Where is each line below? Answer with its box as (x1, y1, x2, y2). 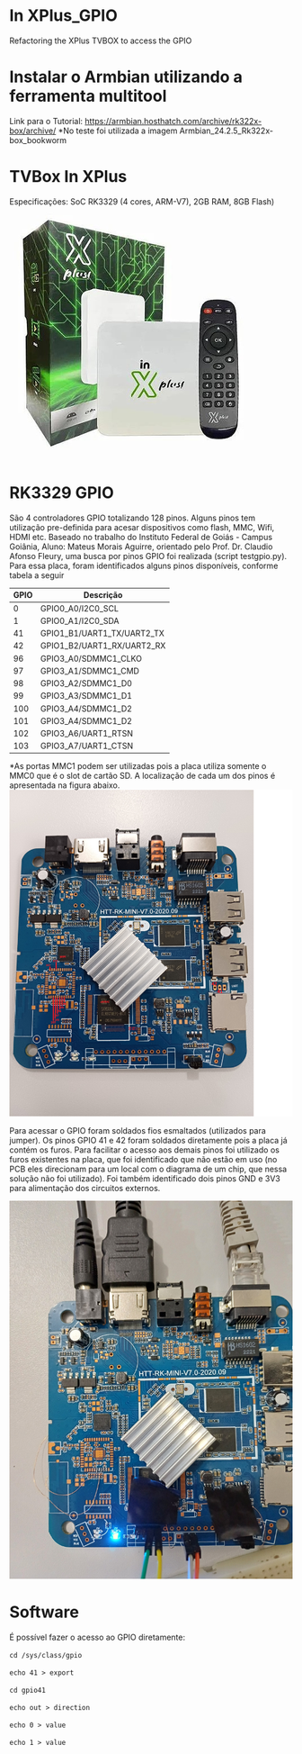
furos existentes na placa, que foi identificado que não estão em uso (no (9, 1153, 278, 1164)
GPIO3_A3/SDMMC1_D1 (40, 691, 133, 701)
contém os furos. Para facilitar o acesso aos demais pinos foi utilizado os (9, 1144, 280, 1155)
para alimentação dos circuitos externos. (9, 1182, 161, 1193)
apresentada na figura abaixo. (9, 780, 120, 791)
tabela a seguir (9, 569, 65, 581)
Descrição (84, 590, 123, 601)
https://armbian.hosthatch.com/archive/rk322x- (84, 115, 262, 126)
